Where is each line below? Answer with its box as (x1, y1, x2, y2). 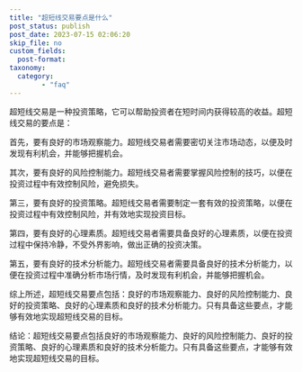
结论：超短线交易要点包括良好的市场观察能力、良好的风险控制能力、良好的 (9, 330, 285, 340)
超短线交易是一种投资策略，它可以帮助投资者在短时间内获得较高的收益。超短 (9, 105, 293, 117)
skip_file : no (9, 38, 63, 48)
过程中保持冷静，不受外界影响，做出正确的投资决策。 (9, 239, 207, 250)
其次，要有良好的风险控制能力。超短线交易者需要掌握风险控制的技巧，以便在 (9, 167, 293, 177)
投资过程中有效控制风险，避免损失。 (9, 177, 144, 189)
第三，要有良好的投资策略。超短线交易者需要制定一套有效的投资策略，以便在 (9, 197, 293, 208)
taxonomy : (9, 64, 47, 73)
